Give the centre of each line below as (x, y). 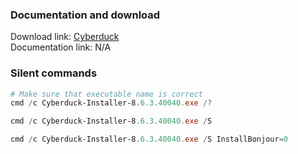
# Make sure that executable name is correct (106, 94)
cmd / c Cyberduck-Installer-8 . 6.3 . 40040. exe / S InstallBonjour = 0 (149, 139)
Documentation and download (85, 15)
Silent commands (54, 73)
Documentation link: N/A (61, 47)
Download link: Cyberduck (65, 37)
